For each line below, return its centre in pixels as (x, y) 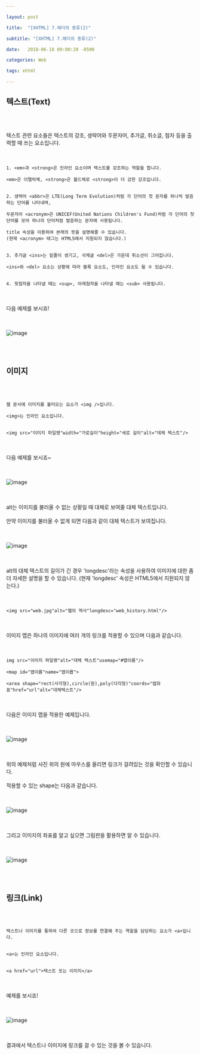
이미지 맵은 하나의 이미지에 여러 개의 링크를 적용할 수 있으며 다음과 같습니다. (95, 635)
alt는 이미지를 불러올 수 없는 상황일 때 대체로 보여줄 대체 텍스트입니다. (87, 507)
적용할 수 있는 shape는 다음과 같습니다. (52, 785)
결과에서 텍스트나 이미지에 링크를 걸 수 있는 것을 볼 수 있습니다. (79, 1045)
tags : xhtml (21, 71)
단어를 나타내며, (34, 203)
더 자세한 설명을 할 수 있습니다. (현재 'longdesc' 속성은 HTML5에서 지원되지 (95, 578)
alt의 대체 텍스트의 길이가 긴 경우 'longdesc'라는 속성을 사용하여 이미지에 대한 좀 (100, 570)
